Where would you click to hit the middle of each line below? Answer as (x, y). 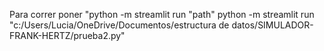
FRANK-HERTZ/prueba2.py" (67, 35)
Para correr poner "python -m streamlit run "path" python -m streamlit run (162, 14)
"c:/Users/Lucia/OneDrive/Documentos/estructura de (119, 25)
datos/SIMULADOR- (272, 25)
